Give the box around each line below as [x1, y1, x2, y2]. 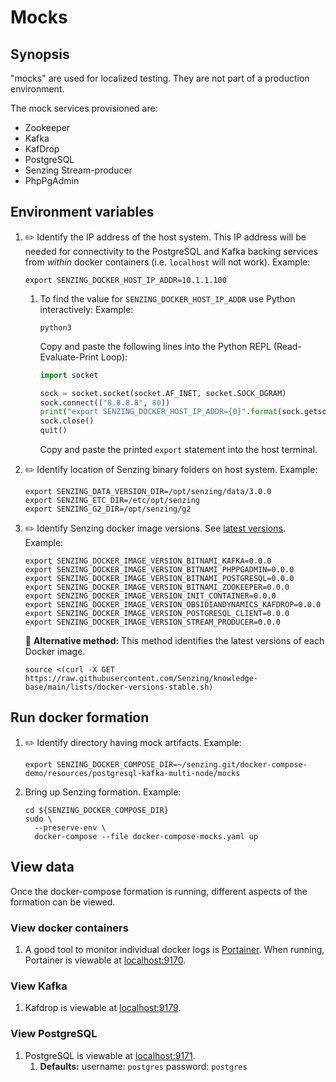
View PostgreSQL [10, 1027, 98, 1041]
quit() [39, 426, 68, 436]
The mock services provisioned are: [10, 102, 158, 114]
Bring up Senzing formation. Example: [24, 786, 182, 798]
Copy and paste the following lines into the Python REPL [39, 340, 272, 352]
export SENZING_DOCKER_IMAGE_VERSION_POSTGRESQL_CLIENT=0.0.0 [24, 609, 290, 619]
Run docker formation [10, 709, 150, 726]
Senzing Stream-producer [24, 164, 133, 176]
